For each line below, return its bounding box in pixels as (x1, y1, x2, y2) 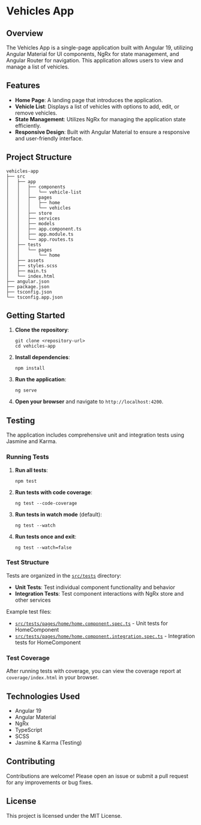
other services (14, 596, 51, 603)
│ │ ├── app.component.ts (6, 226, 82, 232)
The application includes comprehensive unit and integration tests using (6, 431, 185, 439)
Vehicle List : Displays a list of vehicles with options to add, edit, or (14, 103, 180, 110)
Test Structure (6, 558, 49, 567)
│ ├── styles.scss (6, 262, 58, 268)
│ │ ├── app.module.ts (6, 231, 74, 237)
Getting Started (6, 310, 65, 321)
